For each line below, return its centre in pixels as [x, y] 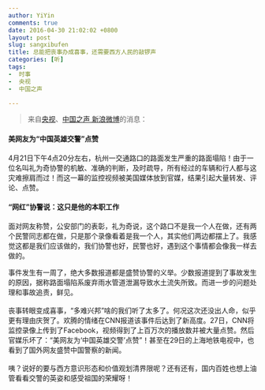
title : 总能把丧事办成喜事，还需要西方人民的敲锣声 [82, 52]
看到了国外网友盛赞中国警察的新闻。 [67, 350]
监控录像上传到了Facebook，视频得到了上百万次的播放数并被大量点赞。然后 [131, 330]
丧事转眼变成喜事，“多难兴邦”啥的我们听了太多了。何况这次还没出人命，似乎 [132, 310]
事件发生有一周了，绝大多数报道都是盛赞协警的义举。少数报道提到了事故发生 [132, 272]
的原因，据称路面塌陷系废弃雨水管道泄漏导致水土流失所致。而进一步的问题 [129, 282]
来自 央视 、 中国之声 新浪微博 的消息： [87, 119]
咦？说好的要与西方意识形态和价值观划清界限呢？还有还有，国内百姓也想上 [129, 368]
